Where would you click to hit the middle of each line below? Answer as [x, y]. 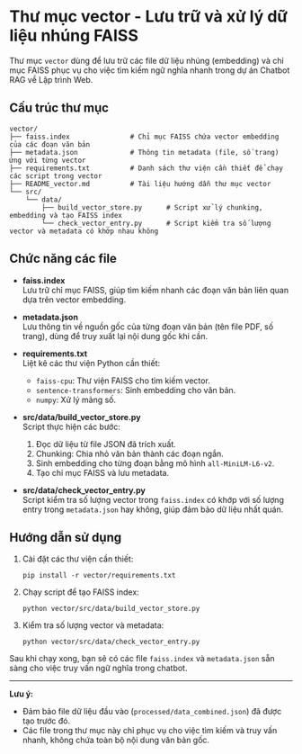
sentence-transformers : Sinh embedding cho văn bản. [136, 390]
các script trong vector [56, 176]
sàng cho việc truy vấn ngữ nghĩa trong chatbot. [98, 669]
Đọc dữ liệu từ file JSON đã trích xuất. [106, 444]
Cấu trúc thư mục [59, 108]
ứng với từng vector [48, 160]
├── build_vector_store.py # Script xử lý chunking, [152, 207]
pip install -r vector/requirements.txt [99, 576]
